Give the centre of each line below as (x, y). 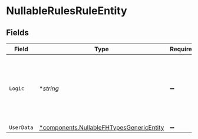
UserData (21, 128)
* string (49, 88)
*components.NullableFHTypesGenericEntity (102, 128)
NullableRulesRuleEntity (67, 11)
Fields (18, 33)
